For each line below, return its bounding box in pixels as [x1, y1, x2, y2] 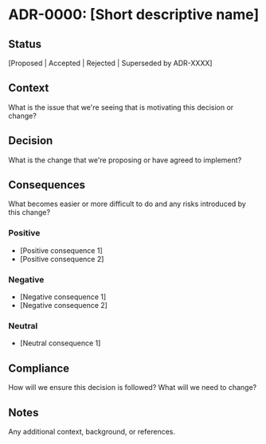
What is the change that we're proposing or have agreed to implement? [8, 155, 242, 165]
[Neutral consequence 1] [19, 338, 101, 348]
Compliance [8, 361, 70, 375]
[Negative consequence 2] [19, 301, 108, 310]
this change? [8, 208, 50, 217]
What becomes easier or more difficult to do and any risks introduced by [8, 199, 247, 208]
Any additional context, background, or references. [8, 426, 176, 436]
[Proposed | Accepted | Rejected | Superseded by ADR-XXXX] [8, 58, 213, 68]
